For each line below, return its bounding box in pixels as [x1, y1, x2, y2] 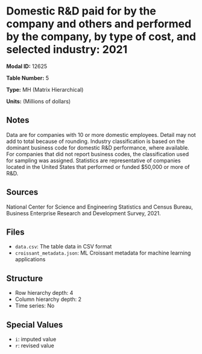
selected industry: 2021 [6, 43, 128, 57]
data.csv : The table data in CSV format [14, 243, 112, 250]
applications [14, 256, 46, 263]
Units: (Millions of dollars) [6, 98, 71, 105]
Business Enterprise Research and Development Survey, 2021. [6, 209, 161, 217]
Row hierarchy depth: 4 [14, 289, 74, 297]
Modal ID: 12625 [6, 62, 48, 70]
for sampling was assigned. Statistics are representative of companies [6, 157, 181, 164]
